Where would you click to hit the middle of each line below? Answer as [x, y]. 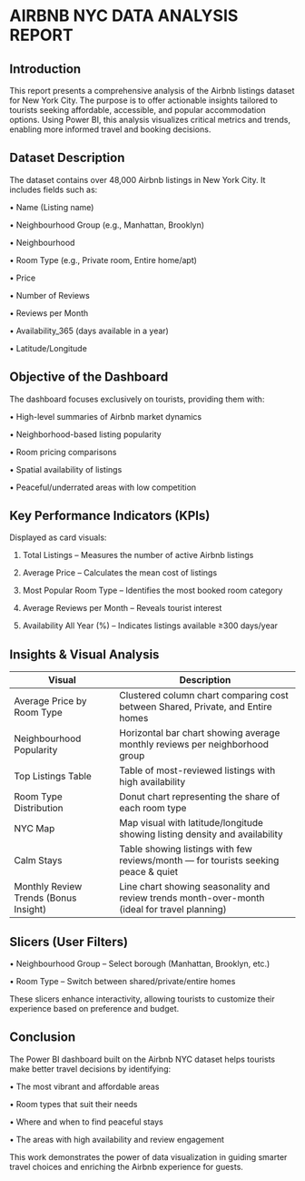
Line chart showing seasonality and [195, 887]
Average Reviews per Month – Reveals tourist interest [122, 608]
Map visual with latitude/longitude [191, 823]
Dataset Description [67, 158]
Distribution [39, 809]
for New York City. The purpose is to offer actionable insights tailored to [144, 100]
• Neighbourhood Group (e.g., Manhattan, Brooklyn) [107, 225]
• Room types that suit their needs [74, 1104]
